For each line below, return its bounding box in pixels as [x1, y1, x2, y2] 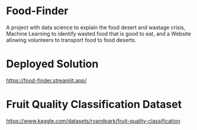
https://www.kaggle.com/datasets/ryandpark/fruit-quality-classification [6, 117, 180, 124]
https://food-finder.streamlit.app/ [6, 77, 87, 84]
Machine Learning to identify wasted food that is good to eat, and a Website [6, 30, 191, 37]
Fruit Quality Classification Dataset [6, 98, 182, 111]
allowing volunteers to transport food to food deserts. [6, 36, 137, 43]
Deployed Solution [6, 58, 99, 71]
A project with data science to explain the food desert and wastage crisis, [6, 24, 186, 31]
